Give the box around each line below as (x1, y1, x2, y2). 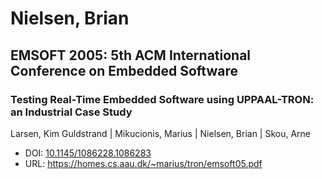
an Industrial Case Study (10, 105, 133, 119)
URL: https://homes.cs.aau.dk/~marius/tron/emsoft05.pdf (24, 157, 263, 169)
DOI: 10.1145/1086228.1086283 (24, 147, 152, 159)
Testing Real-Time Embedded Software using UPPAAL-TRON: (10, 92, 315, 106)
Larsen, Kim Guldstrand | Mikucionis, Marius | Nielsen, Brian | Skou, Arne (10, 127, 312, 139)
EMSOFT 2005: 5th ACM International (10, 47, 252, 64)
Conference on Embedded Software (10, 62, 238, 79)
